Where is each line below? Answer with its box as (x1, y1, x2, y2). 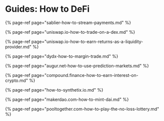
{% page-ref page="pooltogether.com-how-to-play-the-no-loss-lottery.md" (5, 106, 160, 112)
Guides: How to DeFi (5, 3, 90, 15)
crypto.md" (5, 77, 28, 83)
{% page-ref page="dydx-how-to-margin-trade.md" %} (5, 53, 119, 59)
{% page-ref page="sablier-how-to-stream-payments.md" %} (5, 20, 132, 25)
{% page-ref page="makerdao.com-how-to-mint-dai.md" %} (5, 97, 129, 102)
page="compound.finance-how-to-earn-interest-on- (31, 72, 138, 78)
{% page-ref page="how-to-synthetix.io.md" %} (5, 87, 104, 93)
